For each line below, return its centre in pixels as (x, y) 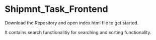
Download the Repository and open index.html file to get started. (72, 23)
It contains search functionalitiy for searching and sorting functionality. (78, 32)
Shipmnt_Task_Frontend (57, 9)
